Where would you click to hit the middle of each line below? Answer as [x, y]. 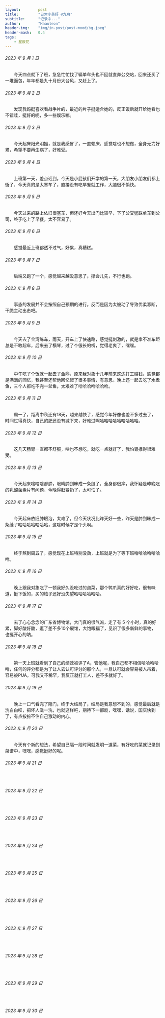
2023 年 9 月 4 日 [23, 162]
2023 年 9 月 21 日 [24, 763]
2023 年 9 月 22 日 [24, 790]
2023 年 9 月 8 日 [23, 288]
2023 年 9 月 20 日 [24, 728]
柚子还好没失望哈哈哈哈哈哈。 [74, 594]
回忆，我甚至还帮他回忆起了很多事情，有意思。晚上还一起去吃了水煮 [91, 380]
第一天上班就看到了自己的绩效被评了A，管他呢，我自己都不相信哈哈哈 [84, 663]
